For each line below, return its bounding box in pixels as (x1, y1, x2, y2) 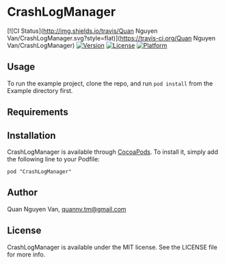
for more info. (7, 250, 46, 259)
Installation (7, 129, 56, 141)
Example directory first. (7, 86, 73, 94)
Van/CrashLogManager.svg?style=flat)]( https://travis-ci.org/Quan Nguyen (7, 34, 216, 42)
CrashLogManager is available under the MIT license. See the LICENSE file (7, 243, 217, 251)
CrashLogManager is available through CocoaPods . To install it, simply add (7, 148, 219, 156)
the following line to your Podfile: (7, 155, 101, 163)
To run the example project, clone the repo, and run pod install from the (7, 79, 213, 88)
